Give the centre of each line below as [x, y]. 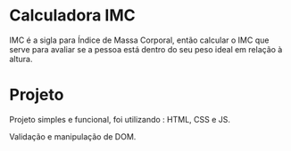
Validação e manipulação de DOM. [73, 136]
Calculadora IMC [72, 16]
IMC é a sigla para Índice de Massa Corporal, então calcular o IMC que [139, 40]
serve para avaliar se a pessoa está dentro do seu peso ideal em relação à [146, 49]
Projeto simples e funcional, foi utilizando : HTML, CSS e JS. [120, 119]
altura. [21, 59]
